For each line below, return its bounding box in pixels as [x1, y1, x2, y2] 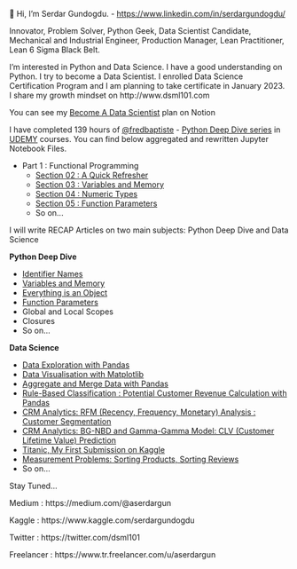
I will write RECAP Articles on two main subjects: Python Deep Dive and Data [9, 225, 289, 235]
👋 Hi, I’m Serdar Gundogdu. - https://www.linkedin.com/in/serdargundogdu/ [9, 9, 286, 19]
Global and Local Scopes [21, 306, 113, 317]
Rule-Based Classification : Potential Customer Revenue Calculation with [21, 388, 287, 399]
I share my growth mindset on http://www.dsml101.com [9, 90, 210, 100]
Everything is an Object [21, 288, 108, 297]
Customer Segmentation [21, 416, 112, 426]
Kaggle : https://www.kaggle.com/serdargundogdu [9, 515, 195, 526]
